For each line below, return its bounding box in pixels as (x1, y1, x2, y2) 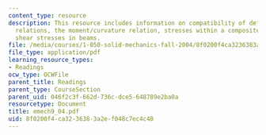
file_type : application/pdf (8, 48, 101, 56)
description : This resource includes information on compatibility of (8, 19, 246, 27)
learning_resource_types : (8, 56, 93, 64)
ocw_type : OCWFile (8, 71, 69, 79)
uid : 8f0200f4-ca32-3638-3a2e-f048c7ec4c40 (8, 115, 154, 123)
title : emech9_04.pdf (8, 108, 80, 116)
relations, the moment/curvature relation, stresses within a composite (15, 26, 260, 34)
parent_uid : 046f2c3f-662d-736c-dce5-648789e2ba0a (8, 93, 179, 101)
